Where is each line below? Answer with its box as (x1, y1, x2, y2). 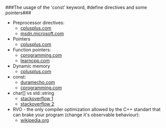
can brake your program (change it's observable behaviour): (12, 112, 140, 118)
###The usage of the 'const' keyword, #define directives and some (5, 5, 147, 10)
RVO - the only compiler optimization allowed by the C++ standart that (12, 107, 161, 112)
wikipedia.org (20, 117, 50, 123)
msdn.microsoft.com (20, 31, 64, 36)
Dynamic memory (12, 63, 50, 69)
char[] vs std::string (12, 90, 55, 96)
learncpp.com (20, 58, 50, 63)
